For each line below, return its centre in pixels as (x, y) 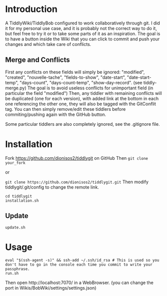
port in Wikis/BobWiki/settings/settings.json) (51, 288)
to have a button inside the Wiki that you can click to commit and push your (83, 39)
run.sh (12, 274)
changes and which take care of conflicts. (48, 44)
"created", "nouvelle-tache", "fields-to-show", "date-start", (66, 77)
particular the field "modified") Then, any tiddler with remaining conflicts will (83, 93)
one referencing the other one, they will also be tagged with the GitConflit (81, 104)
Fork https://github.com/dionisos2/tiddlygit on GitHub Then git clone (77, 158)
